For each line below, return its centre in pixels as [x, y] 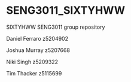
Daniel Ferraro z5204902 [37, 38]
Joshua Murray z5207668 [38, 50]
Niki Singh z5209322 [32, 62]
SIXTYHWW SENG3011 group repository [56, 27]
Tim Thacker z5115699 [34, 73]
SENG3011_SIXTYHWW [66, 10]
